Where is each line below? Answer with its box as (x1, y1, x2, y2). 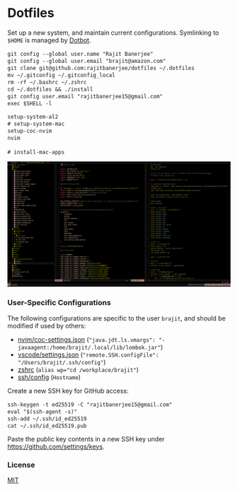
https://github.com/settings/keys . (7, 442, 105, 451)
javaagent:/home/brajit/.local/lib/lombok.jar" (17, 344, 161, 351)
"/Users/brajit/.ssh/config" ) (17, 357, 106, 366)
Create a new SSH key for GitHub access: (7, 386, 129, 395)
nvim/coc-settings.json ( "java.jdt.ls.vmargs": (17, 335, 156, 344)
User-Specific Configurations (7, 298, 111, 308)
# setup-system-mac (7, 120, 65, 127)
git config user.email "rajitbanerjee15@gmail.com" (7, 93, 163, 100)
